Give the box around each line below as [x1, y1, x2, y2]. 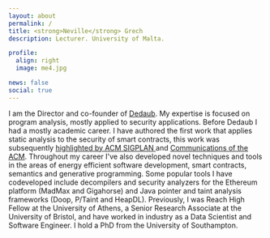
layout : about [8, 11, 57, 20]
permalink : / [8, 19, 53, 28]
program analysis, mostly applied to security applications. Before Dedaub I [8, 117, 258, 126]
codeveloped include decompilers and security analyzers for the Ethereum [8, 177, 258, 187]
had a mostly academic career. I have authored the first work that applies [8, 125, 253, 135]
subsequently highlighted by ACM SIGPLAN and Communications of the [8, 142, 249, 152]
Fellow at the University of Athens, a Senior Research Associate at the [8, 203, 242, 213]
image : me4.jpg [15, 64, 67, 73]
